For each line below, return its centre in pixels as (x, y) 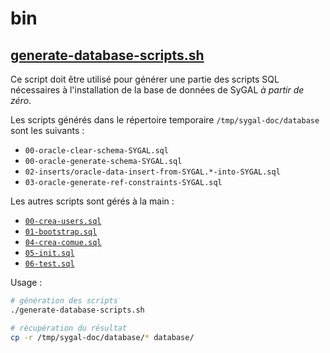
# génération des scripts (64, 301)
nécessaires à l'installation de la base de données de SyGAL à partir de (157, 90)
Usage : (26, 282)
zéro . (21, 100)
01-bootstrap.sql (61, 232)
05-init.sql (49, 253)
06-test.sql (49, 264)
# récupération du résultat (69, 328)
